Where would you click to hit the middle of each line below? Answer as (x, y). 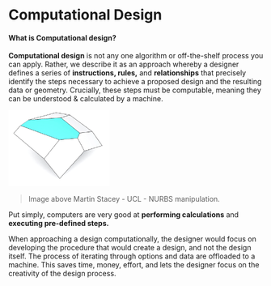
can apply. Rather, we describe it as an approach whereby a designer (124, 64)
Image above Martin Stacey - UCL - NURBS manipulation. (124, 199)
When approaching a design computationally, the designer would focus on (132, 239)
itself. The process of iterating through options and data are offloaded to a (132, 256)
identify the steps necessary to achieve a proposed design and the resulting (135, 82)
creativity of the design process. (62, 274)
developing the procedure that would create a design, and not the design (130, 248)
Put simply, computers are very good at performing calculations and (124, 215)
